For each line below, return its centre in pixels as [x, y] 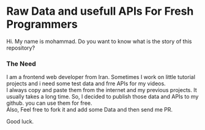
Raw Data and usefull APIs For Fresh [100, 11]
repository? [21, 48]
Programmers [42, 24]
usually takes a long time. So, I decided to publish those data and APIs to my [102, 97]
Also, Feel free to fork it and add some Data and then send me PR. [90, 110]
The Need [21, 64]
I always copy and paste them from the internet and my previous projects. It [102, 90]
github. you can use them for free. [50, 103]
